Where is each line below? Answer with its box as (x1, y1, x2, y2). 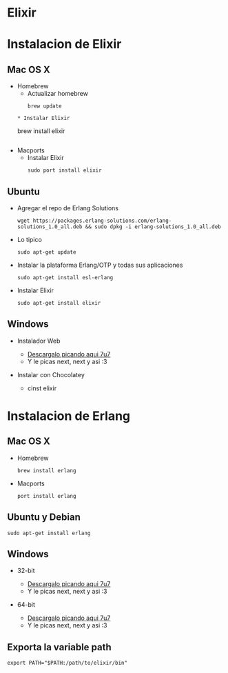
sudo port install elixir (27, 167, 102, 174)
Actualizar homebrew (27, 90, 88, 98)
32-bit (17, 567, 35, 575)
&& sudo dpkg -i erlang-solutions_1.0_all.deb (85, 223, 222, 230)
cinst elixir (27, 384, 57, 392)
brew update (27, 103, 62, 110)
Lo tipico (17, 236, 43, 243)
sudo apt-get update (17, 249, 76, 256)
